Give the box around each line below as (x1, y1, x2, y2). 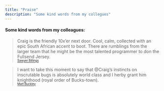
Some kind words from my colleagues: (5, 27, 85, 33)
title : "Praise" (5, 7, 38, 12)
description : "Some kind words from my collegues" (5, 12, 111, 17)
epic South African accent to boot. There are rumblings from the (17, 43, 147, 49)
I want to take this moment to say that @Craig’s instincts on (17, 66, 137, 72)
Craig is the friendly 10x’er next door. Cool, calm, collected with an (17, 38, 151, 44)
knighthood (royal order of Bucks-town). (17, 77, 99, 83)
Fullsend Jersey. (17, 54, 51, 60)
